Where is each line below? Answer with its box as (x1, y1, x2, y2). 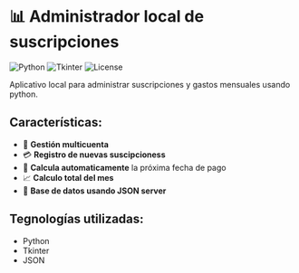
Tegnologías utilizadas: (9, 212, 144, 227)
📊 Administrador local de (9, 6, 205, 27)
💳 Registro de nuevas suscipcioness (22, 149, 166, 160)
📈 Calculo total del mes (22, 172, 114, 183)
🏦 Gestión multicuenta (22, 138, 109, 149)
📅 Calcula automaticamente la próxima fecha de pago (22, 162, 227, 173)
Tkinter (22, 245, 50, 256)
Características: (9, 115, 102, 130)
